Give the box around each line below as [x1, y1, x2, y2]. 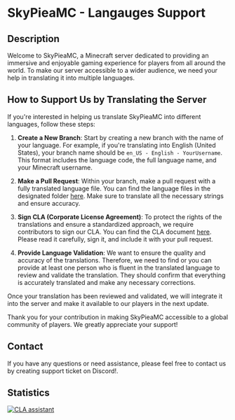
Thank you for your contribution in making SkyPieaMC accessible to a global [7, 313, 229, 321]
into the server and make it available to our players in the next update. [7, 299, 209, 307]
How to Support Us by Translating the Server [7, 94, 207, 106]
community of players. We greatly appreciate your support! [7, 320, 178, 328]
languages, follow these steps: [7, 120, 96, 128]
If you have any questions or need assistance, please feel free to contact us [7, 359, 227, 367]
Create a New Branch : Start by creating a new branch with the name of [17, 133, 224, 141]
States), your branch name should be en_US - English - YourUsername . [17, 148, 223, 157]
